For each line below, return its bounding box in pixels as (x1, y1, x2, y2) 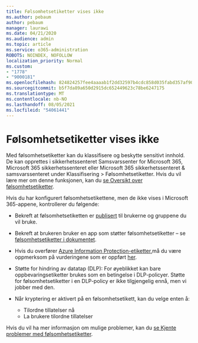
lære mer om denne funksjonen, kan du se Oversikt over (6, 177, 143, 184)
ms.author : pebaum (6, 14, 51, 20)
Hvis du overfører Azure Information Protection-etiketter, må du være (14, 248, 181, 255)
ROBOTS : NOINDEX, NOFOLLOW (6, 52, 72, 58)
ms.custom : (6, 63, 33, 69)
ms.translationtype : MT (6, 91, 65, 96)
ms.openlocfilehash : (6, 80, 57, 86)
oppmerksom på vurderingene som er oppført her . (14, 254, 137, 261)
